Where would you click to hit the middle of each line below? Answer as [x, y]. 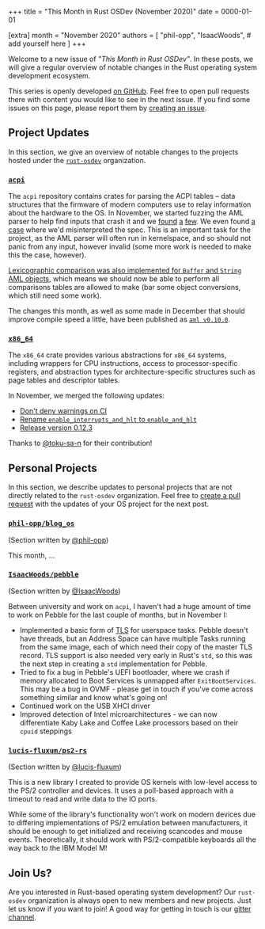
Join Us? [30, 873]
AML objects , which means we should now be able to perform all [114, 279]
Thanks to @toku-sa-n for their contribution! [80, 444]
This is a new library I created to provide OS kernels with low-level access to [133, 782]
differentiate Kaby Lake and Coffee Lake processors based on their [129, 722]
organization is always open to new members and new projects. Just [139, 900]
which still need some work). [55, 295]
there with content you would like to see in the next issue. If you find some [129, 99]
